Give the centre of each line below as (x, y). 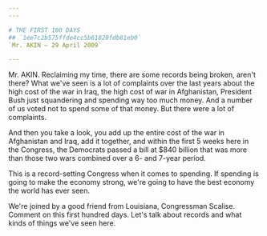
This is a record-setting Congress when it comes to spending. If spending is (133, 174)
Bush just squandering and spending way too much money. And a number (131, 100)
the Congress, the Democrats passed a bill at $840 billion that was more (127, 150)
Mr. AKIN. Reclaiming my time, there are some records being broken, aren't (132, 75)
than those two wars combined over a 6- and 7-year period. (107, 158)
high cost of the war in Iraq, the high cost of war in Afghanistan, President (130, 92)
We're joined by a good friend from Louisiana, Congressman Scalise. (121, 206)
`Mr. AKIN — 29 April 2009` (55, 45)
